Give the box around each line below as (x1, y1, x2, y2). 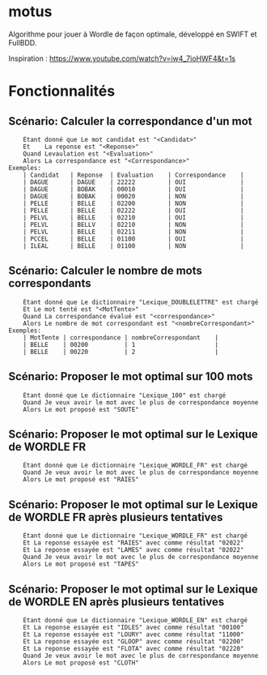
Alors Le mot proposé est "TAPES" (23, 560, 139, 569)
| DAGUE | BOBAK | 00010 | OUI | (23, 185, 244, 193)
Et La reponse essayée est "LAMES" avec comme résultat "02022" (23, 546, 244, 554)
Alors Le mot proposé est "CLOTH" (23, 659, 139, 667)
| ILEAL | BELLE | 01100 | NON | (23, 241, 244, 250)
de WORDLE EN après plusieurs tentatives (8, 595, 225, 609)
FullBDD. (8, 37, 37, 47)
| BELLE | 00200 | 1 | (23, 340, 219, 348)
